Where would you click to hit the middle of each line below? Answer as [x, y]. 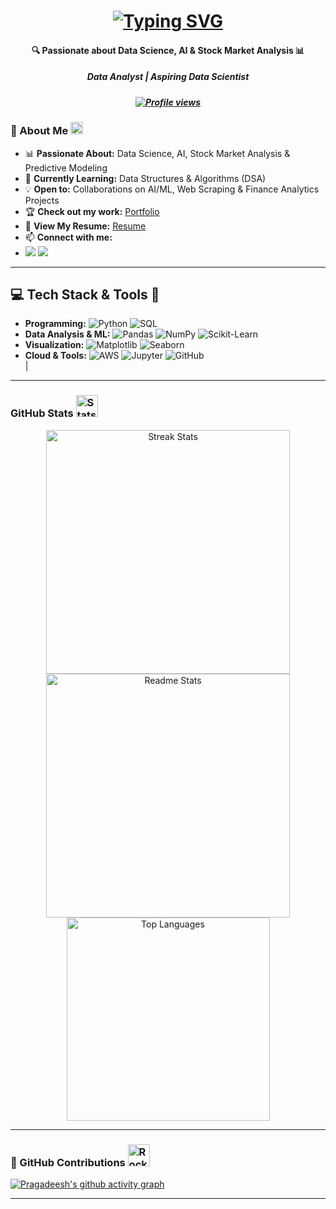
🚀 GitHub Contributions [68, 1162]
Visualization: [54, 345]
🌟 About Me [39, 131]
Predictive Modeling [66, 167]
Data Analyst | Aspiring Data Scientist [168, 77]
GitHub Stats [42, 413]
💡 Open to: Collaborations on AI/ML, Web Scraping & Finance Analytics [172, 189]
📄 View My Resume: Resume [85, 226]
